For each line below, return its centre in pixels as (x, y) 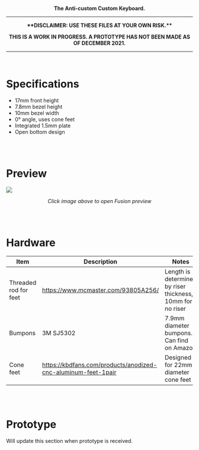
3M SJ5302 (59, 333)
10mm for (179, 301)
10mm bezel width (37, 113)
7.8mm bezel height (38, 107)
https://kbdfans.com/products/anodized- (99, 365)
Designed (178, 357)
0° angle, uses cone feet (45, 119)
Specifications (43, 84)
